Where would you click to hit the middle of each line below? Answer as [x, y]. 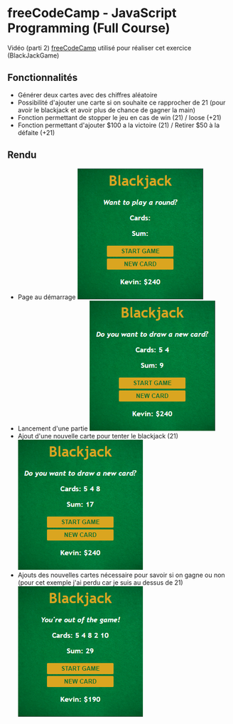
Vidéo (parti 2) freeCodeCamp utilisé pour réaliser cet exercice [99, 48]
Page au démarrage [47, 297]
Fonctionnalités [43, 78]
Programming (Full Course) [89, 28]
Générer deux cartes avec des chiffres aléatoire [87, 94]
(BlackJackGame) [33, 55]
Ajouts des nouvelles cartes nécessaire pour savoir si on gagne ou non [121, 575]
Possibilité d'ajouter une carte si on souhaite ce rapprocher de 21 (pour [121, 102]
